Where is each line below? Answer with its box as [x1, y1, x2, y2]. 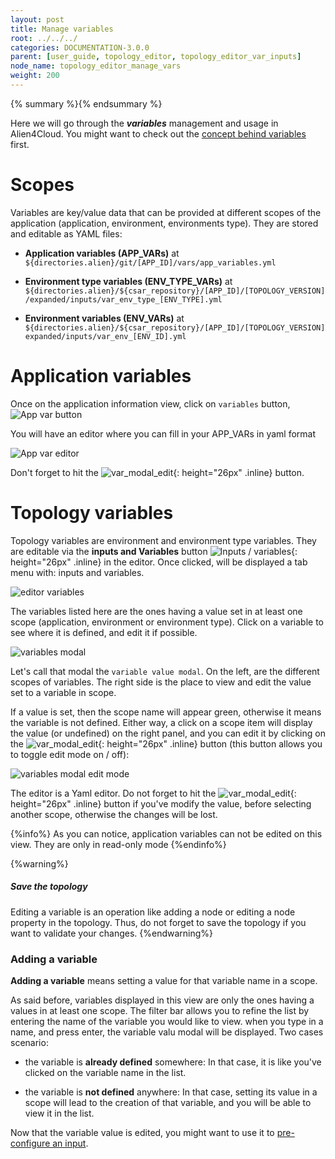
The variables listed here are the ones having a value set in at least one [10, 605, 303, 617]
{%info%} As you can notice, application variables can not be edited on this [10, 827, 323, 840]
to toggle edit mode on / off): [10, 748, 130, 760]
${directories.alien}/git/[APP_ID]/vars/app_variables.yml [24, 257, 277, 268]
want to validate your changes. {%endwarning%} [10, 927, 214, 939]
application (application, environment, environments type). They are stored [10, 217, 319, 229]
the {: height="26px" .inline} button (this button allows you [10, 737, 323, 750]
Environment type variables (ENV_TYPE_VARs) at [24, 275, 233, 287]
